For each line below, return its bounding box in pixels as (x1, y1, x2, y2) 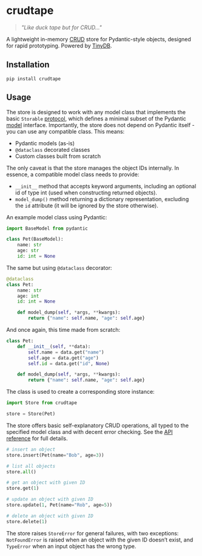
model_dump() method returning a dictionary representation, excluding (15, 195, 189, 202)
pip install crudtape (6, 75, 61, 82)
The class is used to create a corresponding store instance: (6, 388, 155, 396)
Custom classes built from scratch (15, 153, 101, 160)
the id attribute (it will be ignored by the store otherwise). (15, 202, 159, 209)
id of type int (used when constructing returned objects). (15, 189, 158, 196)
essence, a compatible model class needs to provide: (6, 171, 140, 178)
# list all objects (6, 463, 56, 469)
